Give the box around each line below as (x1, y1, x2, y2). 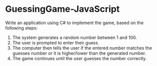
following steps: (5, 25, 38, 31)
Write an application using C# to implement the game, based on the (5, 20, 144, 26)
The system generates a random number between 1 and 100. (12, 34, 137, 40)
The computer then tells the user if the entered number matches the (12, 45, 152, 51)
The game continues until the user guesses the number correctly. (12, 55, 147, 61)
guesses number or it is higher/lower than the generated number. (12, 50, 147, 56)
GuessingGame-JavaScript (5, 3, 120, 15)
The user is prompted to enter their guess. (12, 39, 100, 45)
